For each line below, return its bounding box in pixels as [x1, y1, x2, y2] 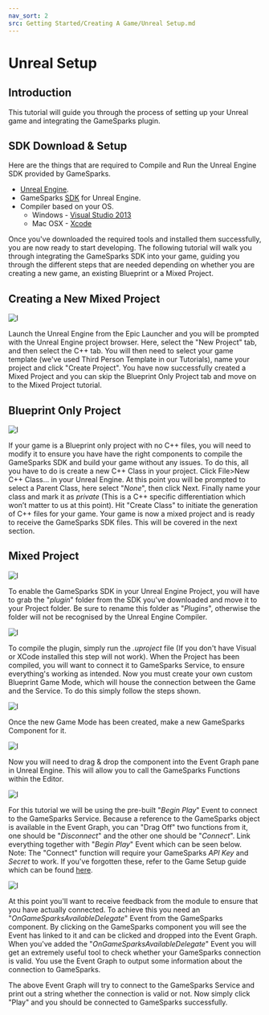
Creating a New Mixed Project [8, 291, 161, 306]
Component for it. [8, 725, 67, 735]
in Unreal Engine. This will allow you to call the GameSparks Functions [8, 765, 241, 775]
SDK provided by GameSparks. [8, 169, 111, 179]
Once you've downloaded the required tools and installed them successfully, [8, 234, 262, 244]
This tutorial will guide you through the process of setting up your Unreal [8, 107, 249, 117]
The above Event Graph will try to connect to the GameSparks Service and [8, 980, 255, 990]
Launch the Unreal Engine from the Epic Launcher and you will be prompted [8, 329, 259, 339]
